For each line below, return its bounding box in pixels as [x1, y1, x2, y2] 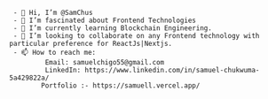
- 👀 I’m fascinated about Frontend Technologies [12, 16, 197, 25]
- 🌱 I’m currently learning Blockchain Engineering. [12, 24, 213, 33]
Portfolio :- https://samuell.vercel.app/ [41, 81, 201, 90]
